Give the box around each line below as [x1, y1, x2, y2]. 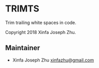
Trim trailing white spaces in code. [5, 19, 76, 25]
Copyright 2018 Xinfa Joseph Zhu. [5, 29, 76, 35]
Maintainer [5, 43, 40, 52]
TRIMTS [5, 3, 39, 14]
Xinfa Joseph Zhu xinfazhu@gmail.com [12, 57, 94, 63]
